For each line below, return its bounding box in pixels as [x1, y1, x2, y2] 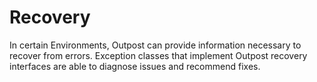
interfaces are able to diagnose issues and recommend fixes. [9, 60, 261, 72]
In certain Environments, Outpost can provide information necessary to [9, 39, 302, 51]
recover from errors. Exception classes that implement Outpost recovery [9, 49, 308, 61]
